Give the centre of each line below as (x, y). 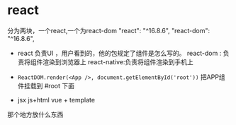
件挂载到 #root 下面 (46, 85)
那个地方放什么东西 (35, 114)
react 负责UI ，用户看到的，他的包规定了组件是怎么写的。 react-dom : (119, 53)
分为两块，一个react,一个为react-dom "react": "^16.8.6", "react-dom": (109, 30)
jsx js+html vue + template (56, 100)
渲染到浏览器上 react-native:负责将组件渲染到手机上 (118, 61)
